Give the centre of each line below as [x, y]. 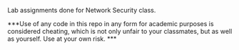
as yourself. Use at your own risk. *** [62, 39]
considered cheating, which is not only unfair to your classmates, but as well [120, 31]
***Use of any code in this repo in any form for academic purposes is [111, 24]
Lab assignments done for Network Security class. [82, 10]
